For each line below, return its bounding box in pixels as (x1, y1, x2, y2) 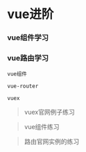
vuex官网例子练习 (24, 108, 75, 117)
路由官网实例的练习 (24, 137, 80, 146)
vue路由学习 (7, 53, 49, 63)
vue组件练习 (24, 123, 60, 131)
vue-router (7, 83, 39, 90)
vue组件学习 (7, 33, 49, 42)
